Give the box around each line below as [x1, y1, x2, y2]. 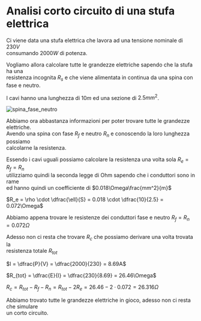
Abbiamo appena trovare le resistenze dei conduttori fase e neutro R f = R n [6, 214, 190, 222]
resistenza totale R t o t [6, 247, 58, 256]
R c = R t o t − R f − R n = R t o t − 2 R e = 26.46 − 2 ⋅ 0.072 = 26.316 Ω [6, 283, 159, 292]
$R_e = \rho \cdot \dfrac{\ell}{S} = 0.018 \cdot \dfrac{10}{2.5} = [6, 196, 164, 203]
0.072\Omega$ [6, 202, 44, 209]
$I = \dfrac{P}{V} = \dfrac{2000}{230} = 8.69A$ [6, 261, 127, 268]
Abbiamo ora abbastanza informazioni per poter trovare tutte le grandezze [6, 117, 190, 125]
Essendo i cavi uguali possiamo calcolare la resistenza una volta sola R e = [6, 156, 189, 164]
